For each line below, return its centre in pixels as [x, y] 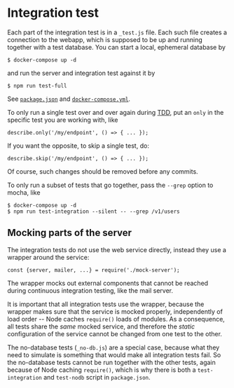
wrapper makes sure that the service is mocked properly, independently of [115, 311]
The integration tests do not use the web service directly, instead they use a [117, 249]
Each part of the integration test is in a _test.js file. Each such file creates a [117, 32]
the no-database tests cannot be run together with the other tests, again [111, 362]
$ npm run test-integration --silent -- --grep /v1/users [94, 212]
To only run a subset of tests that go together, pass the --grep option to [110, 185]
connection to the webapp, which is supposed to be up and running [105, 39]
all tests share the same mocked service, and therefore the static [101, 326]
